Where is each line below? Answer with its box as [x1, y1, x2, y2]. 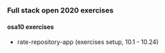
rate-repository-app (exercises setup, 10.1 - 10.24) [16, 38, 159, 46]
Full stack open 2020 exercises [7, 6, 114, 15]
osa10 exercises [7, 23, 54, 31]
